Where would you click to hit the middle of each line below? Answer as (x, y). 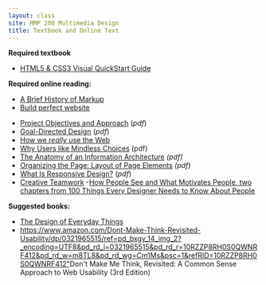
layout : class (32, 16)
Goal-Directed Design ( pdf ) (65, 131)
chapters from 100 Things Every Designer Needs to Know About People (137, 191)
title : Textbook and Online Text (64, 30)
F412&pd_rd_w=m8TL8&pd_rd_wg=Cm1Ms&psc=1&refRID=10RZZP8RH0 (138, 256)
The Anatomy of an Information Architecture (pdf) (101, 157)
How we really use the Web (65, 140)
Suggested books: (39, 206)
